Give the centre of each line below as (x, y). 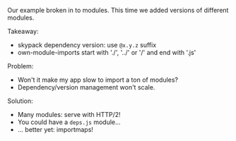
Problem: (20, 66)
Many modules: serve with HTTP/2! (69, 115)
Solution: (20, 101)
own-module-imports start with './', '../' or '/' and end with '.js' (107, 53)
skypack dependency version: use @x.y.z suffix (87, 45)
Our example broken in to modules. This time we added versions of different (118, 10)
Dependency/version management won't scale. (86, 87)
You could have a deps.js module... (69, 122)
